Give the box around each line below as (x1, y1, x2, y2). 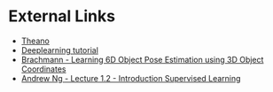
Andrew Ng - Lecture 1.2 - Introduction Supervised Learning (20, 73, 241, 83)
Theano (20, 35, 50, 46)
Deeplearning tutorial (20, 44, 99, 55)
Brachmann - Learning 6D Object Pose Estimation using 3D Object (20, 54, 264, 65)
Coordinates (20, 64, 66, 74)
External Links (8, 6, 116, 27)
